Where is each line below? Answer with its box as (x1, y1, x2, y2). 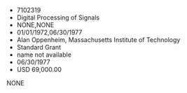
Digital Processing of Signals (16, 13, 99, 22)
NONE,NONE (16, 21, 55, 29)
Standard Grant (16, 43, 61, 51)
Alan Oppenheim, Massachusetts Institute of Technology (16, 36, 181, 44)
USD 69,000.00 (16, 66, 62, 73)
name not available (16, 50, 71, 59)
